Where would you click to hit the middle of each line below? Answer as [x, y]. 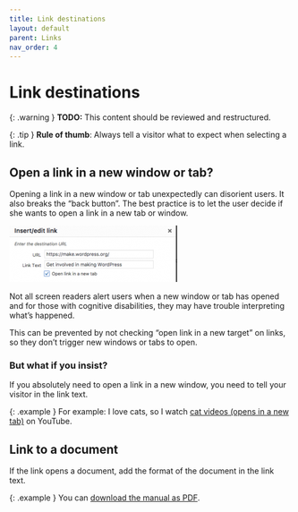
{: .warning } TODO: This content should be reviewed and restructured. [140, 117]
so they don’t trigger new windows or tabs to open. [103, 342]
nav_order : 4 [34, 47]
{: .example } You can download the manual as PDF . [105, 498]
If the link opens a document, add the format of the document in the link [142, 471]
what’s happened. [42, 315]
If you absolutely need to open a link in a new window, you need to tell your [148, 385]
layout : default [39, 28]
